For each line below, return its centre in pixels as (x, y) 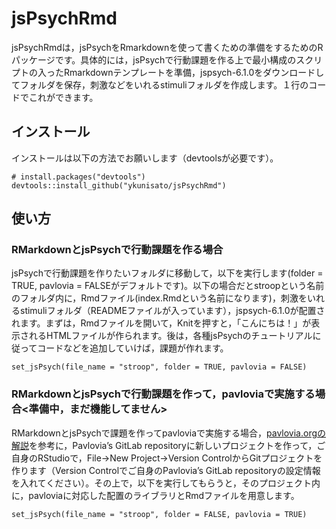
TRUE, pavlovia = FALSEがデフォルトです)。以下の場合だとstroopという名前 (168, 286)
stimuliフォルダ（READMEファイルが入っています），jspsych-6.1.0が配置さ (172, 311)
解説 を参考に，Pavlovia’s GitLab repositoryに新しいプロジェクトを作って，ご (168, 445)
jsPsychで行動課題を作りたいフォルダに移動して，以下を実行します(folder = (167, 273)
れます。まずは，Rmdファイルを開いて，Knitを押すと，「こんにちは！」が (161, 323)
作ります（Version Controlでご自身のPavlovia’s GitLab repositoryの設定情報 (166, 470)
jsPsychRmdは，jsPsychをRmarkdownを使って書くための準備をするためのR (167, 47)
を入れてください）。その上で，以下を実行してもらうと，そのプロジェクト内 (166, 483)
